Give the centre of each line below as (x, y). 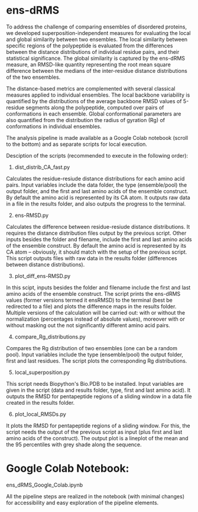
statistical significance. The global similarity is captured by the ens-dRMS (95, 58)
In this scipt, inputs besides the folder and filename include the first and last (98, 287)
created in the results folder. (40, 402)
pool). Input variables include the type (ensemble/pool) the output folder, (95, 354)
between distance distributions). (46, 264)
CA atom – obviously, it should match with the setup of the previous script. (97, 252)
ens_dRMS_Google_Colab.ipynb (45, 485)
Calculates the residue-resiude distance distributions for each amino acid (95, 178)
